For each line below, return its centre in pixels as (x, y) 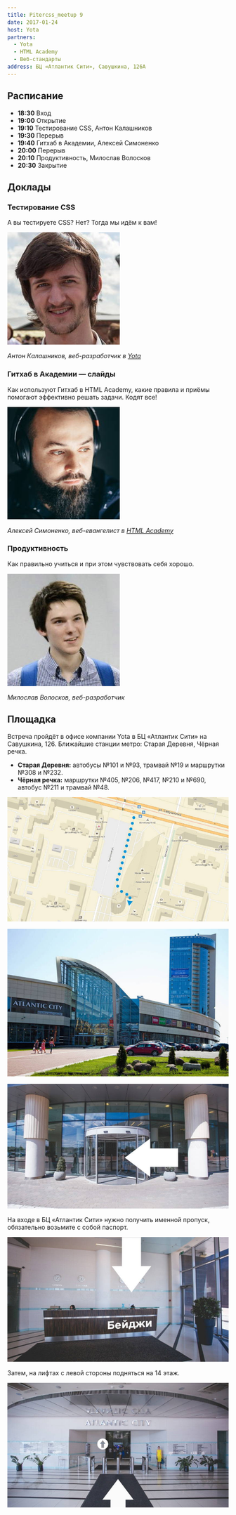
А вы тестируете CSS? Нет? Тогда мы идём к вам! (82, 223)
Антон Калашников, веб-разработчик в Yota (74, 356)
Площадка (32, 720)
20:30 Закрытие (42, 165)
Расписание (35, 96)
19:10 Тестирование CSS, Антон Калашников (85, 128)
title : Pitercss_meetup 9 (45, 15)
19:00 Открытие (42, 120)
